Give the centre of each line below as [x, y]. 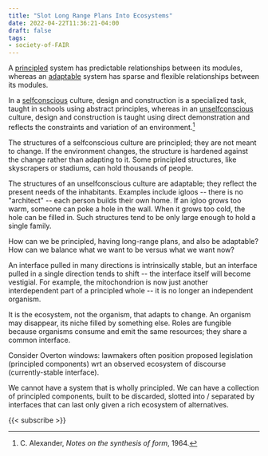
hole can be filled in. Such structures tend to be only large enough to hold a [132, 217]
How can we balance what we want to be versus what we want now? [122, 250]
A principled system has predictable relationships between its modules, [126, 68]
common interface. [39, 340]
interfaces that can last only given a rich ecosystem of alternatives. [118, 404]
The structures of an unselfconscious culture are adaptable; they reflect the [133, 183]
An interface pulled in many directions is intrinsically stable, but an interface [133, 265]
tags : [17, 38]
